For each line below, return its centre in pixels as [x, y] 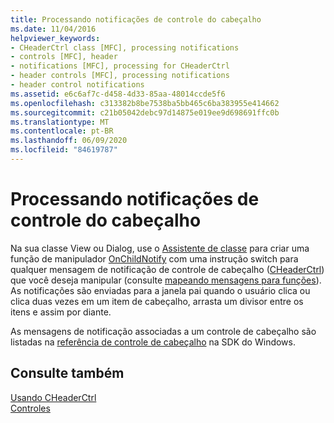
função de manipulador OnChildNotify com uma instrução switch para [154, 258]
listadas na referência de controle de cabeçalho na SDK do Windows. [153, 342]
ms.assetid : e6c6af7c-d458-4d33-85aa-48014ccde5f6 [118, 94]
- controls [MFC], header [64, 57]
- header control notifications [77, 85]
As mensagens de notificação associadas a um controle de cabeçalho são [163, 331]
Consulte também [67, 373]
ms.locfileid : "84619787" [64, 150]
